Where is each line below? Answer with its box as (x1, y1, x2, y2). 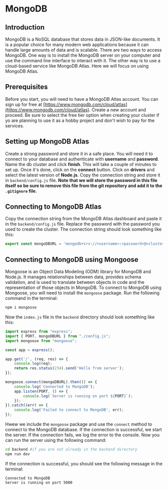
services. (5, 122, 24, 128)
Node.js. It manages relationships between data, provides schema (5, 274, 141, 280)
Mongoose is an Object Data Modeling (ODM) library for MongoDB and (5, 269, 151, 275)
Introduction (5, 23, 45, 32)
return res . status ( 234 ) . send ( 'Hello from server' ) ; (14, 366, 124, 371)
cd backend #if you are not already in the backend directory (5, 447, 137, 452)
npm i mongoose (5, 305, 37, 310)
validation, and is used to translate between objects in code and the (5, 279, 144, 285)
